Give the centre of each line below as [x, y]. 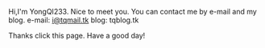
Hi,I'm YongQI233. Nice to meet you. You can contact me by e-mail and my [133, 12]
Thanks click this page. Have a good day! [77, 36]
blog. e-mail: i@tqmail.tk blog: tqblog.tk [74, 20]
